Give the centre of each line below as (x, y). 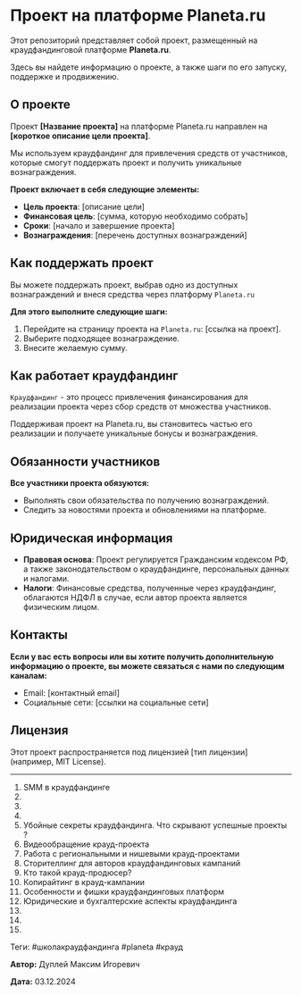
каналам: (29, 675)
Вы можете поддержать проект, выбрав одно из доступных (124, 284)
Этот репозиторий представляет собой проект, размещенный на (134, 40)
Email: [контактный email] (71, 692)
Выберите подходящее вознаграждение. (101, 338)
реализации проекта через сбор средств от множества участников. (141, 406)
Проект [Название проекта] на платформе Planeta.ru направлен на (139, 126)
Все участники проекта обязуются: (80, 483)
